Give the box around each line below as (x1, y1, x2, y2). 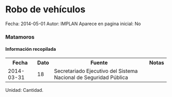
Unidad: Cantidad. (5, 87, 44, 93)
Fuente (90, 59, 108, 66)
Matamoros (5, 33, 35, 41)
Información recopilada (5, 46, 56, 52)
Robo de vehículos (5, 4, 85, 15)
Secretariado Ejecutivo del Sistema (54, 68, 138, 75)
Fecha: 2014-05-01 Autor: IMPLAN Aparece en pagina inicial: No (5, 21, 141, 27)
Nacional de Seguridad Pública (54, 74, 128, 81)
